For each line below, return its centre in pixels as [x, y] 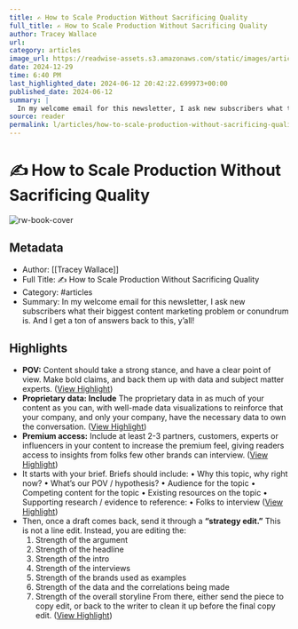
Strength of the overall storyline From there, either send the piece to [159, 596]
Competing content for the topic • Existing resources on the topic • [145, 492]
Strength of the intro [72, 558]
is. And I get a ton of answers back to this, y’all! [108, 320]
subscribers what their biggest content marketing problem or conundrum [155, 311]
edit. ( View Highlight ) [74, 615]
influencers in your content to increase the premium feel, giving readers [153, 445]
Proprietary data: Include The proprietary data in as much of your [143, 398]
